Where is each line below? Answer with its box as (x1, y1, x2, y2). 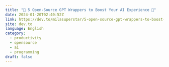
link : (5, 17, 17, 22)
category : (5, 31, 26, 36)
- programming (10, 49, 39, 54)
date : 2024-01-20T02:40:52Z (5, 12, 64, 17)
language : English (5, 26, 44, 31)
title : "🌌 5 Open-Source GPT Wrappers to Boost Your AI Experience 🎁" (5, 7, 156, 13)
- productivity (10, 36, 42, 41)
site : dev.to (5, 21, 33, 27)
